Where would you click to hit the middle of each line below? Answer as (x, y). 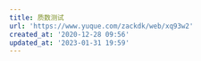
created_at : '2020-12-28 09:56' (69, 34)
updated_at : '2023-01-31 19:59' (69, 43)
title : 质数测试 (37, 17)
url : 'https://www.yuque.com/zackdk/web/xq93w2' (101, 26)
